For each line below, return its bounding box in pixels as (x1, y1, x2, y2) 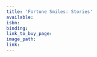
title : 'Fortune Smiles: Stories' (6, 8, 93, 15)
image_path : (6, 36, 36, 42)
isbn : (6, 20, 20, 26)
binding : (6, 25, 28, 31)
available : (6, 14, 34, 20)
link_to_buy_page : (6, 31, 52, 37)
